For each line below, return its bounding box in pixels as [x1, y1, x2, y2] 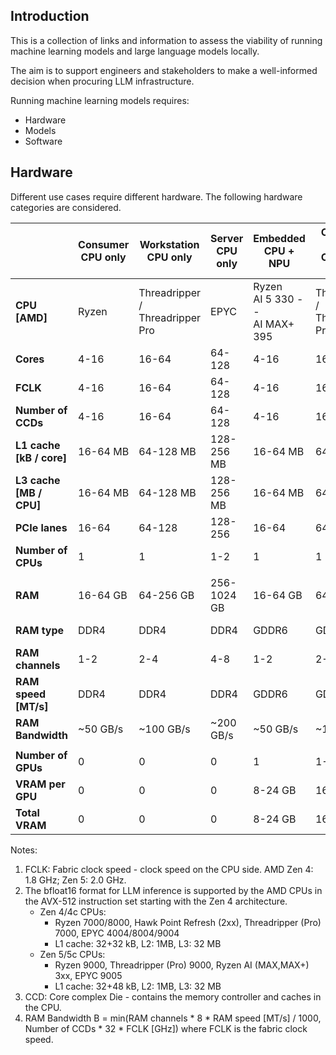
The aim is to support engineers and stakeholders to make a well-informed [10, 64, 318, 76]
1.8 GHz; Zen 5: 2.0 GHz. [24, 874, 127, 886]
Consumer [78, 237, 130, 251]
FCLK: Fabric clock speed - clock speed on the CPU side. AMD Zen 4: [24, 863, 314, 875]
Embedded [253, 231, 306, 245]
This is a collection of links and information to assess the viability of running [10, 34, 323, 46]
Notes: [10, 844, 38, 856]
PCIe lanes [15, 520, 68, 534]
